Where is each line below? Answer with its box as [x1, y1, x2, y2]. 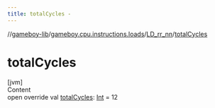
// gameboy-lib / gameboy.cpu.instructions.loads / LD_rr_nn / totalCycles [7, 30, 208, 38]
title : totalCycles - [7, 10, 72, 18]
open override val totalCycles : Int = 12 [7, 92, 118, 101]
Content [7, 85, 31, 94]
